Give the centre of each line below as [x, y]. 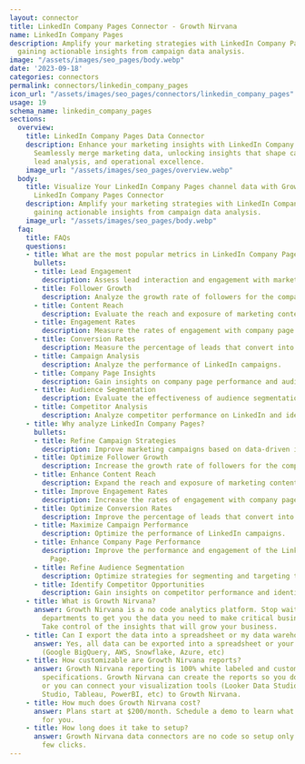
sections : [28, 119]
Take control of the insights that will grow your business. [160, 627]
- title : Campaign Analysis [87, 356]
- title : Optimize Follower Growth [101, 457]
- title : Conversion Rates [84, 339]
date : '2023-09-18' [46, 69]
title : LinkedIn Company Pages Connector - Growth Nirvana [123, 26]
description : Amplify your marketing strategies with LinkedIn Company [148, 43]
